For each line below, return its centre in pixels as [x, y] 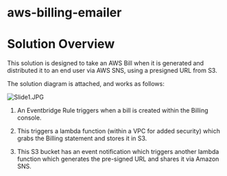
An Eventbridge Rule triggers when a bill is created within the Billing [112, 111]
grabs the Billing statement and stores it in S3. [82, 138]
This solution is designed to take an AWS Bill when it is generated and [106, 63]
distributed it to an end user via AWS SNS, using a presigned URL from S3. [112, 71]
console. [29, 118]
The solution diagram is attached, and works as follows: [86, 84]
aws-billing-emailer [64, 13]
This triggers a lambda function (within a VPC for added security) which [119, 131]
